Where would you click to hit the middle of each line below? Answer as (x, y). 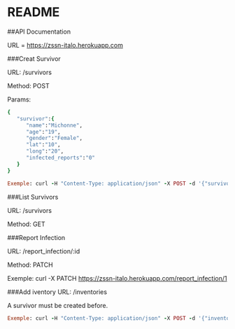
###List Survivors (33, 197)
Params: (19, 99)
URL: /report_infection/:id (44, 251)
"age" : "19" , (43, 132)
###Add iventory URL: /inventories (57, 292)
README (34, 12)
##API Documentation (39, 31)
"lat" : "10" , (43, 145)
